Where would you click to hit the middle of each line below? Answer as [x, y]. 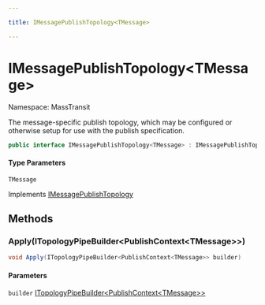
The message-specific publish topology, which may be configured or [120, 122]
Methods [31, 219]
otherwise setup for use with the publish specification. [97, 130]
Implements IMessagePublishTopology [71, 194]
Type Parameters [37, 163]
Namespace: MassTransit [49, 106]
